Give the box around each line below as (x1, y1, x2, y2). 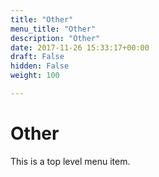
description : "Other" (10, 33, 101, 43)
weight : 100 (10, 71, 60, 81)
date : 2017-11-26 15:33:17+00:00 (10, 42, 150, 53)
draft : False (10, 52, 65, 62)
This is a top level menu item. (10, 155, 131, 167)
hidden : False (10, 61, 70, 71)
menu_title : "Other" (10, 24, 97, 34)
